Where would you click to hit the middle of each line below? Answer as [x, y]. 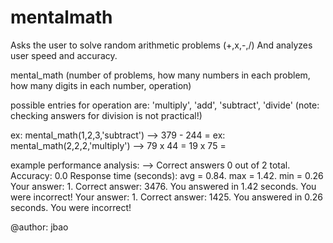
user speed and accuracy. [64, 55]
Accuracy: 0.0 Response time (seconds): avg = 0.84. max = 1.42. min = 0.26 [167, 175]
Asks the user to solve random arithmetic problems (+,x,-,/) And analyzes [161, 45]
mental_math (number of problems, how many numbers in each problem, [160, 75]
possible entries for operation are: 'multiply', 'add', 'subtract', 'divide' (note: [165, 105]
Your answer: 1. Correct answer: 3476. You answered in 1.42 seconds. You [163, 186]
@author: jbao [39, 227]
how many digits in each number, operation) [101, 85]
